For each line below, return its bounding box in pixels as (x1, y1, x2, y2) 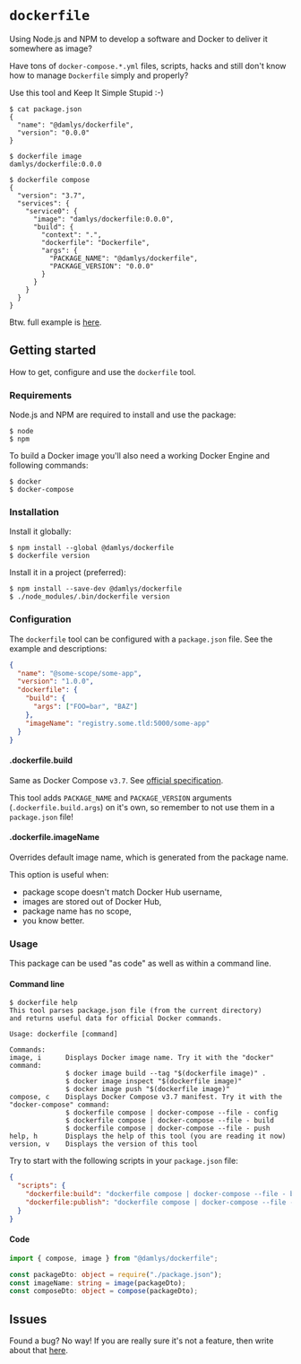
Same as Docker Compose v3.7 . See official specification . (9, 774, 224, 785)
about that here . (9, 1345, 69, 1356)
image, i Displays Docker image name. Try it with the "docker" (9, 1054, 275, 1062)
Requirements (9, 389, 73, 401)
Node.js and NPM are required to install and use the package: (9, 409, 236, 420)
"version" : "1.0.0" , (17, 677, 94, 686)
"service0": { (25, 206, 78, 215)
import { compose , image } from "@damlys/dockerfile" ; (9, 1254, 219, 1263)
